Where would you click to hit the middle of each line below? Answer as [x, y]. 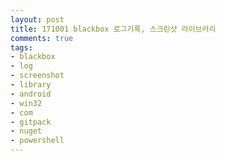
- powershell [37, 141]
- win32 [26, 103]
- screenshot [37, 76]
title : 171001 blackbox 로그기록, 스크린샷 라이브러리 [113, 29]
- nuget [26, 131]
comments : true [42, 38]
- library [31, 85]
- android [31, 94]
